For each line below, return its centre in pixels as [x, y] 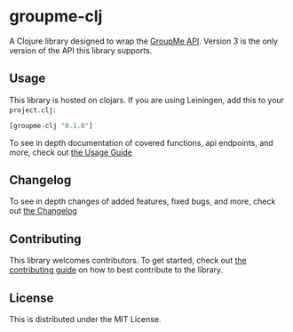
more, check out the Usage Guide [71, 152]
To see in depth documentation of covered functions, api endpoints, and [141, 142]
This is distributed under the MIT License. [85, 320]
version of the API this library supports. [81, 50]
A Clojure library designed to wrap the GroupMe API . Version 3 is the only [143, 41]
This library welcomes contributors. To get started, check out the [128, 261]
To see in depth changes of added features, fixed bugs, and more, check [143, 201]
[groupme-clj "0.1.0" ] [51, 126]
